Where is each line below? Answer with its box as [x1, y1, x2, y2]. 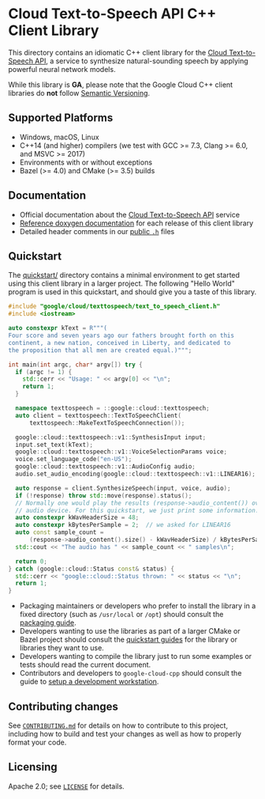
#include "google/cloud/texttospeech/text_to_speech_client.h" [8, 302, 221, 311]
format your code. [8, 737, 67, 747]
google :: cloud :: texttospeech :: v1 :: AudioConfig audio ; [15, 463, 196, 471]
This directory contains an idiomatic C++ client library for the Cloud [8, 47, 227, 57]
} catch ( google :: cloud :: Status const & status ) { [8, 565, 175, 573]
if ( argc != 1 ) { [15, 368, 73, 376]
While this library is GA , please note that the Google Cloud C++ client [8, 80, 233, 89]
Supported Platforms [8, 112, 114, 125]
